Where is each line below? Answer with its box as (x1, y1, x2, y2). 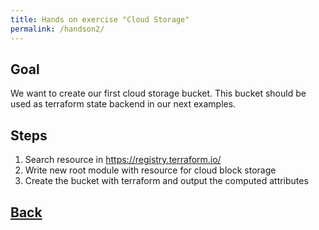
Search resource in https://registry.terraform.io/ (24, 154, 222, 166)
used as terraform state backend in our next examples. (10, 98, 237, 110)
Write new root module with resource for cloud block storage (24, 164, 277, 176)
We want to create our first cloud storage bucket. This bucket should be (10, 87, 307, 100)
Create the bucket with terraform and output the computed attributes (24, 175, 309, 187)
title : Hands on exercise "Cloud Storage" (10, 14, 190, 25)
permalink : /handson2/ (10, 24, 105, 34)
